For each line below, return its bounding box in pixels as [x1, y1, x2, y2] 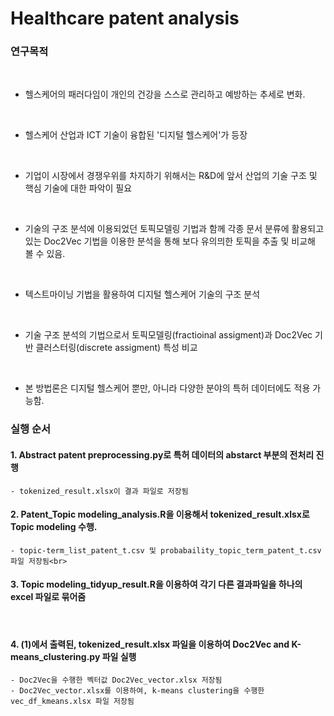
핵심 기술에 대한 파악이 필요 [24, 182, 133, 194]
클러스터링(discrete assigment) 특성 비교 [35, 342, 198, 354]
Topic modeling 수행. [10, 521, 98, 533]
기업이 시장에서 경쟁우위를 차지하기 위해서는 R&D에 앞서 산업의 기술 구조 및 [24, 170, 318, 182]
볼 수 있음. [24, 248, 66, 260]
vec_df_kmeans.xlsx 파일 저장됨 [10, 697, 135, 707]
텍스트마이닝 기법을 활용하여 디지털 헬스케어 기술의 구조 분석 [24, 288, 261, 301]
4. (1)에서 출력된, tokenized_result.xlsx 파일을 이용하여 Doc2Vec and [10, 638, 290, 650]
